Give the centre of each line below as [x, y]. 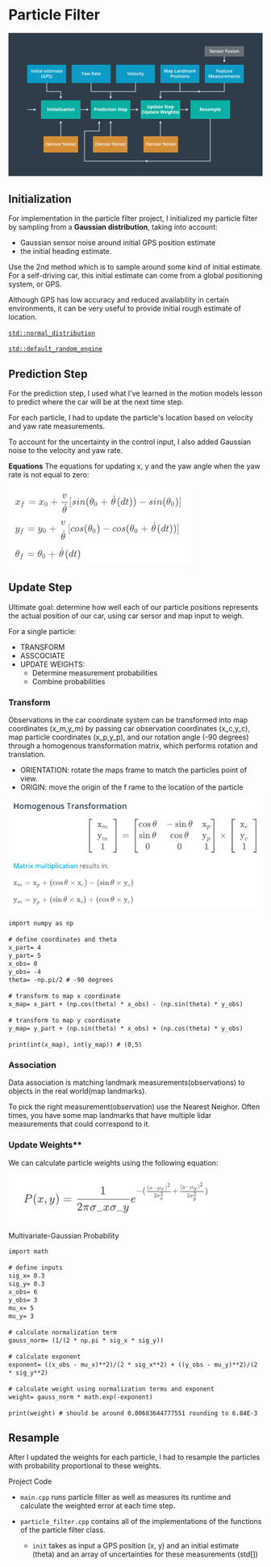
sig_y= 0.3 [27, 1284]
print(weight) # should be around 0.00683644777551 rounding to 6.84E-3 [133, 1413]
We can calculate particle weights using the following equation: [113, 1163]
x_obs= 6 [23, 1292]
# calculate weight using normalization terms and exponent [112, 1389]
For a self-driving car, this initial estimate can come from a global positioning [135, 276]
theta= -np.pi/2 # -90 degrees [61, 980]
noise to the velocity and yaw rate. [66, 451]
